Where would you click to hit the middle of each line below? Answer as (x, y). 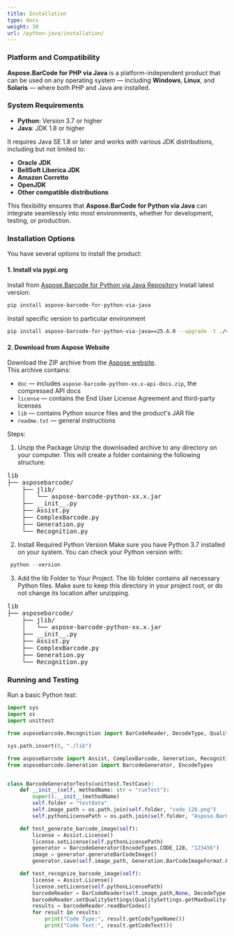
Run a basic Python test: (42, 695)
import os (22, 714)
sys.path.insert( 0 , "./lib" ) (49, 746)
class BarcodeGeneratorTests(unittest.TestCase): (81, 784)
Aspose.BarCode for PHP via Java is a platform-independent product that (114, 72)
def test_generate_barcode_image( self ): (79, 829)
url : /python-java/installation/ (56, 33)
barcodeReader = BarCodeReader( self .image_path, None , (112, 893)
